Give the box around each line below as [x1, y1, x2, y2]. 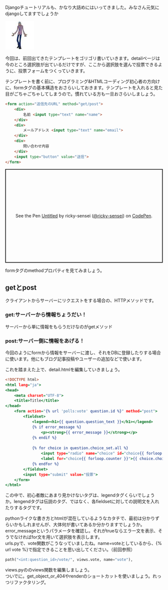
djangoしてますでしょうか [5, 10, 59, 16]
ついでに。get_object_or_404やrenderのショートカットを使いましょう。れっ [5, 573, 161, 579]
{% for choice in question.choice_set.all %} [31, 445, 128, 451]
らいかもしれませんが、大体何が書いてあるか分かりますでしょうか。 [5, 521, 145, 527]
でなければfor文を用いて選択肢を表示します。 [9, 534, 102, 540]
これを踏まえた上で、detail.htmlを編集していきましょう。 [5, 366, 122, 372]
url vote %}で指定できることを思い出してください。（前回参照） [5, 546, 135, 552]
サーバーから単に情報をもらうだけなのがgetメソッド [5, 323, 113, 329]
